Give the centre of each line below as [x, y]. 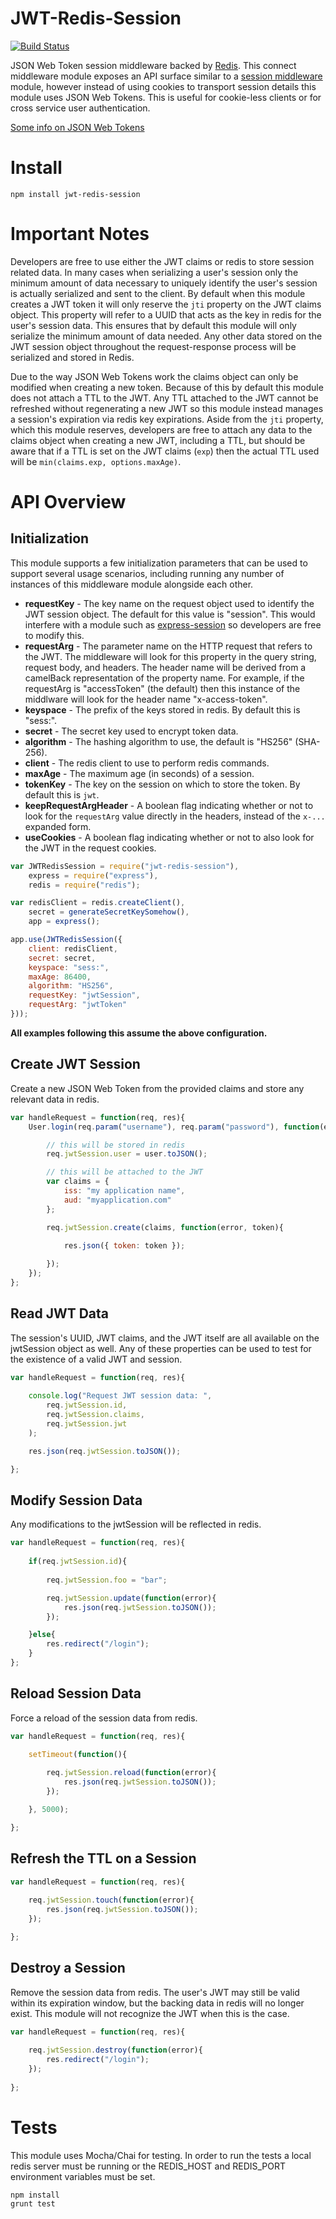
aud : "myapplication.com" [117, 1200]
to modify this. [54, 635]
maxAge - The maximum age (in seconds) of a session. [139, 773]
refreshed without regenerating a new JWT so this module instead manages [167, 408]
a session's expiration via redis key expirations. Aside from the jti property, [167, 419]
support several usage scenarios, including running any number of [147, 573]
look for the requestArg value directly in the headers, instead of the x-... [175, 816]
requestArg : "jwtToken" [78, 1005]
